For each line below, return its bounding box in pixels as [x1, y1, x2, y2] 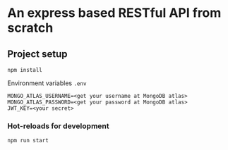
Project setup [7, 48, 68, 60]
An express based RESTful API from [7, 5, 222, 21]
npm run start [7, 137, 49, 144]
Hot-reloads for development [7, 121, 109, 131]
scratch [7, 20, 54, 36]
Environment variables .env [7, 79, 87, 87]
